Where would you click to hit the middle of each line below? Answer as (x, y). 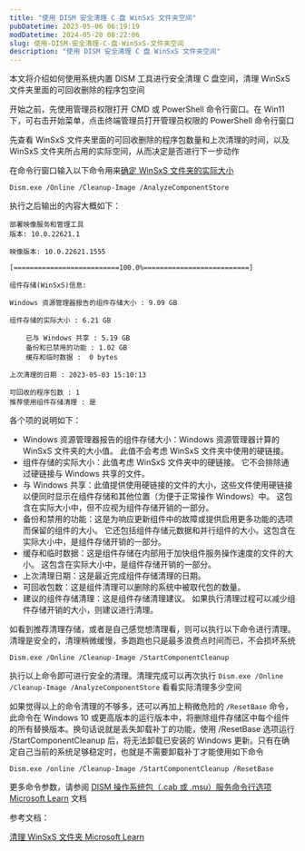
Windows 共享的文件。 (107, 474)
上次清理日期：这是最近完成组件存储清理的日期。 (114, 576)
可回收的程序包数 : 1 (44, 393)
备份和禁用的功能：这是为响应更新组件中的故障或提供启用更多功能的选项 (157, 520)
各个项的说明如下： (45, 421)
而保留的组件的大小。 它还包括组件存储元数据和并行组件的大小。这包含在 (159, 530)
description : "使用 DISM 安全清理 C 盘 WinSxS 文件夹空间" (115, 52)
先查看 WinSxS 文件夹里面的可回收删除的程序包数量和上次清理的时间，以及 (149, 140)
